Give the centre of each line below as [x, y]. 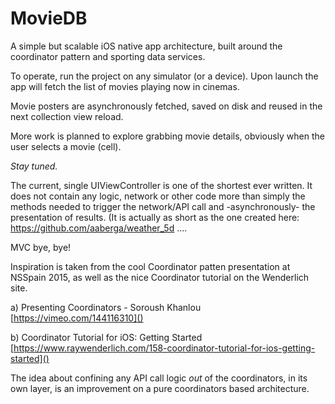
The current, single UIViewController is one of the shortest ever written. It [161, 185]
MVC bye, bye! [41, 247]
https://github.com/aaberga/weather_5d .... [99, 228]
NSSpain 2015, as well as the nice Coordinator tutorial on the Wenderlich [160, 277]
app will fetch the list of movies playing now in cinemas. [125, 86]
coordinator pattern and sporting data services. [108, 56]
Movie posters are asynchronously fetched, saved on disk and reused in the [166, 106]
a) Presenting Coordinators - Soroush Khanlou [106, 307]
